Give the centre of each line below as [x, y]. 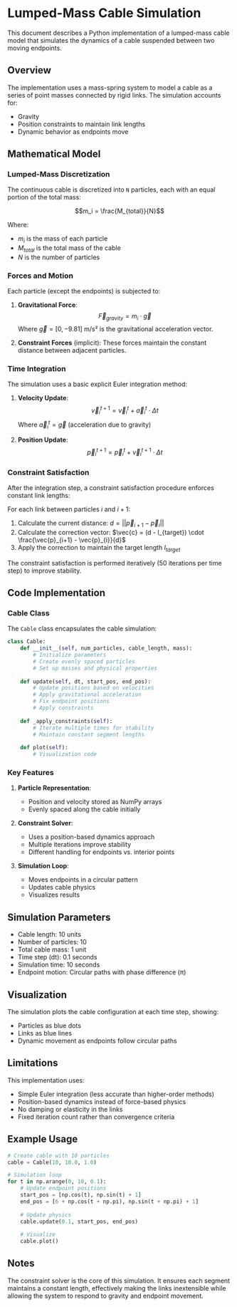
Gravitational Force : [48, 305]
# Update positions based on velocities [94, 688]
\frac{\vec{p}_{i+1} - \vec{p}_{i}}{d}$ [72, 540]
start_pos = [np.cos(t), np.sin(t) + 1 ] [81, 1195]
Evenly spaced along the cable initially [84, 809]
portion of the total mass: [44, 197]
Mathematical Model [54, 154]
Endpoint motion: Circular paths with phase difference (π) [102, 972]
